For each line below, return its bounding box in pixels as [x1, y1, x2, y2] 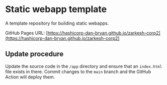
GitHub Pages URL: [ [5, 30, 48, 36]
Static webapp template [5, 4, 107, 15]
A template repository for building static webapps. [5, 20, 109, 26]
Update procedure [5, 50, 64, 58]
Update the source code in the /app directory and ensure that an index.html [5, 63, 162, 69]
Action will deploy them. [5, 74, 55, 80]
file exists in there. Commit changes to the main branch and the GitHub [5, 68, 151, 74]
